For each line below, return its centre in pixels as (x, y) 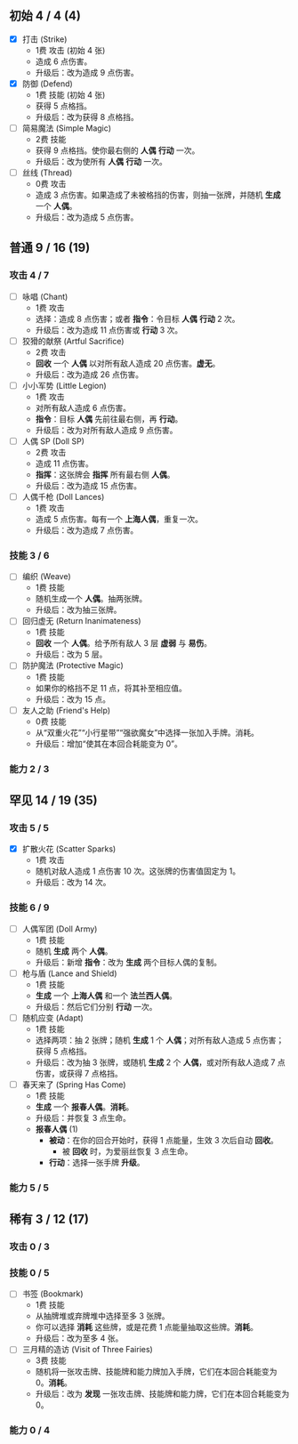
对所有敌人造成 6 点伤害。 (83, 407)
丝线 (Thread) (47, 173)
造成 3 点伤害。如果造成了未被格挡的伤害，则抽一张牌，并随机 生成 (158, 195)
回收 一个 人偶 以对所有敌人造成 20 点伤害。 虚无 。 (128, 363)
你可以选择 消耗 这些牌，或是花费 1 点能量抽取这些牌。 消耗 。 (147, 1327)
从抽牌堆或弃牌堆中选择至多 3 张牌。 (103, 1316)
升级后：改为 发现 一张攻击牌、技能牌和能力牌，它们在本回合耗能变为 (162, 1394)
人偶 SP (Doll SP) (53, 441)
